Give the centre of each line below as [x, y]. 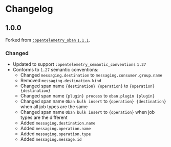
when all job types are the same [54, 107]
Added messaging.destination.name [58, 123]
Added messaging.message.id [51, 139]
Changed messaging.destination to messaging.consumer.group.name [91, 75]
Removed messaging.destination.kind [61, 81]
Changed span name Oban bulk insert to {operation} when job [88, 112]
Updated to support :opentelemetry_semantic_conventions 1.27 [79, 64]
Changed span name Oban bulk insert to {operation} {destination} [93, 101]
